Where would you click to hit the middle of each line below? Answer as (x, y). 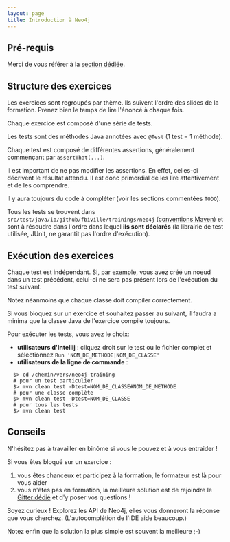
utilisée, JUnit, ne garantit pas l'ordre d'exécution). (79, 234)
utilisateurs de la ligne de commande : (72, 362)
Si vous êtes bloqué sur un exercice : (59, 461)
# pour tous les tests (46, 405)
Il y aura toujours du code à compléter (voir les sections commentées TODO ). (114, 199)
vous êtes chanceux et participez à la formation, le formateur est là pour (119, 475)
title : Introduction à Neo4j (49, 20)
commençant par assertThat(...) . (56, 157)
